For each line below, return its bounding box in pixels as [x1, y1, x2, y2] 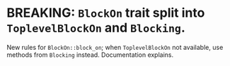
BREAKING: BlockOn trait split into [6, 5, 205, 21]
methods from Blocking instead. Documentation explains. [6, 51, 174, 59]
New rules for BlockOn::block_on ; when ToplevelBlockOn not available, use [6, 43, 224, 51]
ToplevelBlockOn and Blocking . [6, 20, 185, 36]
